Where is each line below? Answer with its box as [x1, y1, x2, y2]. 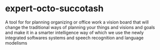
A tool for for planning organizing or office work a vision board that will [5, 19, 149, 25]
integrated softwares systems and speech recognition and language [5, 35, 144, 41]
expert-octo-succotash [5, 3, 104, 14]
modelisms [5, 40, 28, 46]
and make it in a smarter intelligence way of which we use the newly [5, 29, 144, 35]
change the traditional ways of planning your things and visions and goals [5, 24, 155, 30]
